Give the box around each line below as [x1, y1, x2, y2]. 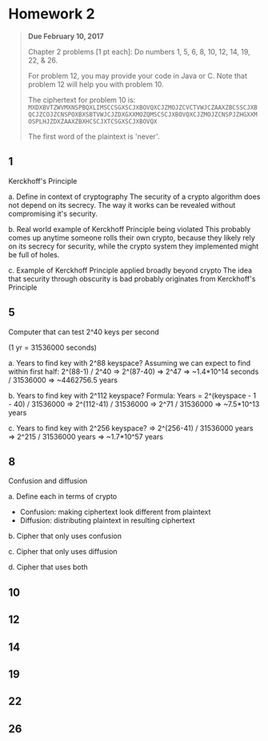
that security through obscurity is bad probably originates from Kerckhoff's [8, 273, 256, 283]
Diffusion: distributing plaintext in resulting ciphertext [19, 516, 195, 525]
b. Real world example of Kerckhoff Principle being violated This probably [8, 224, 251, 233]
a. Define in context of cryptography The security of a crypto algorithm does [8, 192, 261, 201]
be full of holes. [8, 249, 60, 259]
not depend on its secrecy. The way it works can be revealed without [8, 200, 236, 209]
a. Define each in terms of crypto [8, 492, 118, 501]
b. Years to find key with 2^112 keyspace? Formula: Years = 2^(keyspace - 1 [8, 391, 257, 400]
